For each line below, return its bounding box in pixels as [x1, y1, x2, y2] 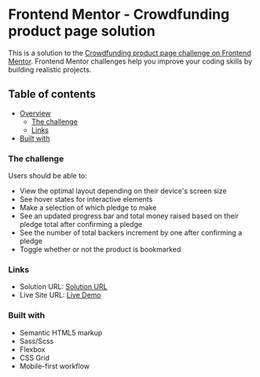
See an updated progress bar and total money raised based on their [19, 211, 240, 221]
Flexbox [19, 344, 46, 354]
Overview [19, 108, 51, 118]
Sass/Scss [19, 336, 54, 346]
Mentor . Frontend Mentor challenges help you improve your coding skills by [8, 57, 253, 66]
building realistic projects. [8, 64, 92, 74]
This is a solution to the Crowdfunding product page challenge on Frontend [8, 48, 251, 57]
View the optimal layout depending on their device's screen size [19, 186, 227, 196]
